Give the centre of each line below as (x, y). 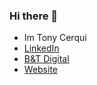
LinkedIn (41, 48)
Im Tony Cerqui (55, 38)
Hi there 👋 (34, 16)
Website (41, 70)
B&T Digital (46, 59)
